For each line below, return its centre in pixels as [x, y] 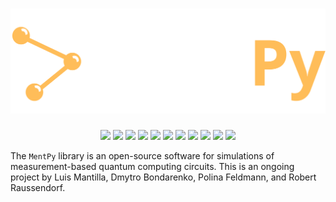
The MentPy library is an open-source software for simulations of [142, 155]
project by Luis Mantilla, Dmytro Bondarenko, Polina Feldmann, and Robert [163, 177]
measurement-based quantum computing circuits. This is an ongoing [152, 166]
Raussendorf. [38, 187]
